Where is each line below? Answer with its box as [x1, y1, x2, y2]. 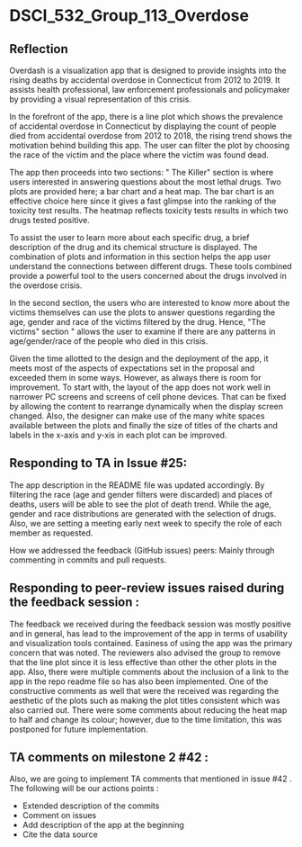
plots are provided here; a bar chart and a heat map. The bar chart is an [9, 186, 275, 196]
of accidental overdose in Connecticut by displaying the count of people [9, 121, 277, 131]
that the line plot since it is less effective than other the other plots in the [9, 656, 277, 667]
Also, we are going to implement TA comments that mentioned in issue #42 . [9, 773, 292, 784]
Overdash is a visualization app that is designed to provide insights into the [9, 65, 287, 76]
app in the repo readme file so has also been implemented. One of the [9, 676, 269, 687]
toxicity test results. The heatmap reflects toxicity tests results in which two [9, 205, 289, 216]
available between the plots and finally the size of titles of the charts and [9, 420, 279, 430]
